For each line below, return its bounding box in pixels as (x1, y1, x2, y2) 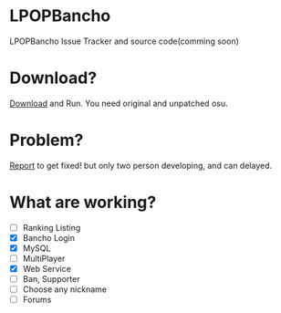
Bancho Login (22, 232, 76, 243)
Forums (22, 294, 52, 306)
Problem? (9, 130, 84, 151)
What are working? (9, 193, 157, 213)
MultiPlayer (22, 253, 66, 264)
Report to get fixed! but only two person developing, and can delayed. (9, 160, 272, 171)
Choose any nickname (22, 284, 108, 295)
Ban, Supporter (22, 274, 80, 285)
